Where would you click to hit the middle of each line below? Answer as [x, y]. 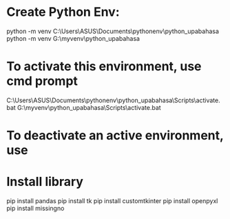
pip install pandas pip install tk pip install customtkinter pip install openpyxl [112, 201]
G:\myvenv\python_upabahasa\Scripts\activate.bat [89, 107]
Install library [45, 182]
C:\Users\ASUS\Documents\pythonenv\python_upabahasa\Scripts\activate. [114, 100]
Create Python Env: [63, 12]
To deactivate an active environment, [115, 136]
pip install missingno [35, 208]
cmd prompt [42, 81]
